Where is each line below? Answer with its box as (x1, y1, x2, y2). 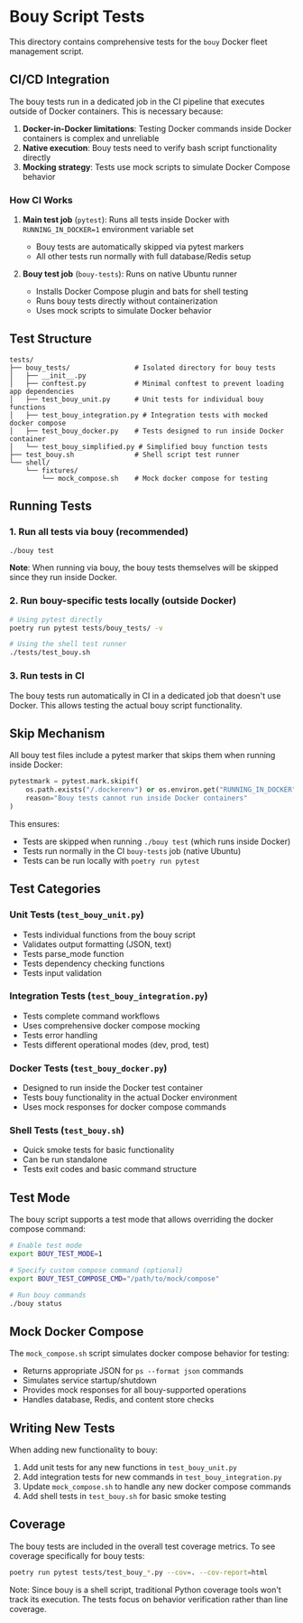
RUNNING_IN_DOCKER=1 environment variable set (22, 224, 194, 235)
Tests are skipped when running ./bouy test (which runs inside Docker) (22, 836, 291, 847)
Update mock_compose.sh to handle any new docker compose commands (22, 1481, 291, 1492)
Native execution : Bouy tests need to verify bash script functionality (22, 142, 278, 153)
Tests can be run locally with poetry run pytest (22, 855, 200, 866)
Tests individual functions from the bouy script (22, 929, 196, 940)
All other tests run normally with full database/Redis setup (35, 251, 252, 262)
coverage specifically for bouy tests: (9, 1550, 145, 1561)
